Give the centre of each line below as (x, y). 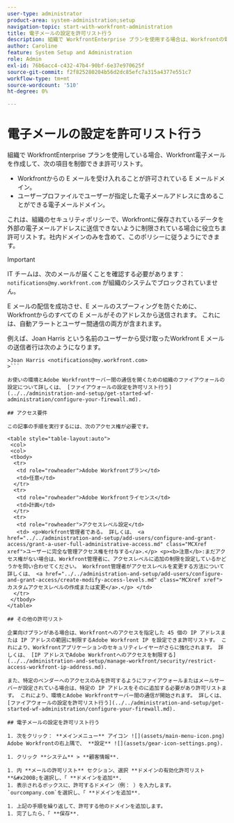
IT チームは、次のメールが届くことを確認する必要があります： (96, 274)
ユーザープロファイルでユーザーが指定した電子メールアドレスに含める (118, 196)
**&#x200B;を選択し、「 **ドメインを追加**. (65, 778)
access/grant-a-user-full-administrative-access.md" (85, 545)
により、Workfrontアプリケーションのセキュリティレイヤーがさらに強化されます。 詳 (118, 648)
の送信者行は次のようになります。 (56, 347)
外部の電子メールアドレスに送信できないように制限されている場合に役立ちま (117, 228)
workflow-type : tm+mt (39, 78)
